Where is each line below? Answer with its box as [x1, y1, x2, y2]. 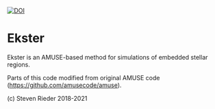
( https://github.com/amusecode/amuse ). [7, 81, 122, 89]
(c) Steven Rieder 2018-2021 [7, 94, 88, 102]
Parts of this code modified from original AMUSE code [7, 73, 160, 82]
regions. [7, 60, 31, 69]
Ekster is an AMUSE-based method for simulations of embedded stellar [7, 53, 208, 61]
